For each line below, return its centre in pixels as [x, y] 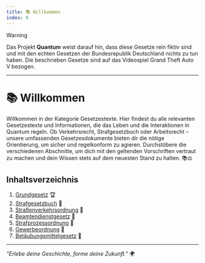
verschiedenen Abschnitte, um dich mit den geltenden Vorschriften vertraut [101, 151]
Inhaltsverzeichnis [42, 180]
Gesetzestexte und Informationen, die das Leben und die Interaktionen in [98, 125]
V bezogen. [21, 66]
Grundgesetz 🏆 [35, 195]
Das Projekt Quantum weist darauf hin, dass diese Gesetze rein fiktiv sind [99, 47]
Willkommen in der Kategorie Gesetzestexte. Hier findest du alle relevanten [101, 119]
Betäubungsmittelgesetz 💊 [48, 236]
